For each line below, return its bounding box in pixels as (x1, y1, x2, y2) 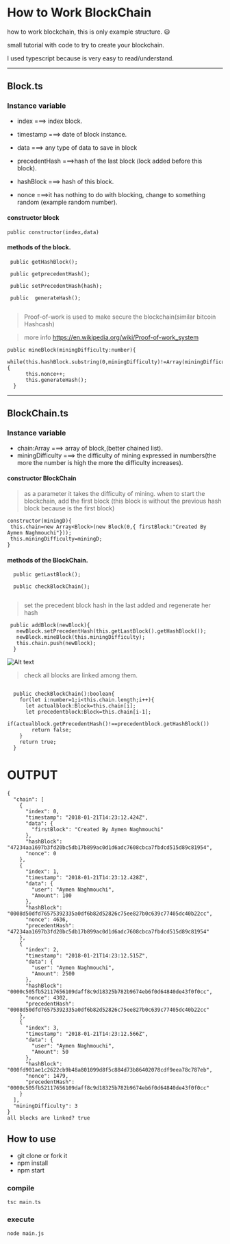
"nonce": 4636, (25, 916, 69, 923)
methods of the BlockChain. (7, 556, 88, 564)
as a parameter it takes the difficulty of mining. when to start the (23, 489, 205, 497)
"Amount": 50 (31, 1049, 69, 1056)
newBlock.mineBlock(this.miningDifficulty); (16, 634, 146, 641)
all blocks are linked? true (7, 1115, 90, 1122)
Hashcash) (23, 320, 55, 328)
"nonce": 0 (25, 850, 57, 857)
